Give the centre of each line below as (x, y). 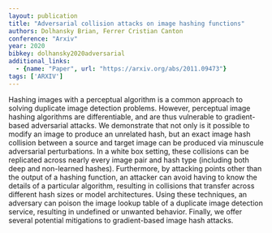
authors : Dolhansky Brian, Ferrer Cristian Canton (96, 31)
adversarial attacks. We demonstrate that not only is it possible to (140, 125)
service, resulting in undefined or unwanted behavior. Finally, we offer (125, 211)
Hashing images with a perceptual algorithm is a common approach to (126, 99)
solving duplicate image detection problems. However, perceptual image (130, 108)
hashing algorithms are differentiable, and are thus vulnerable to (116, 116)
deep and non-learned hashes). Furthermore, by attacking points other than (135, 168)
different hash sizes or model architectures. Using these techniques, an (128, 194)
